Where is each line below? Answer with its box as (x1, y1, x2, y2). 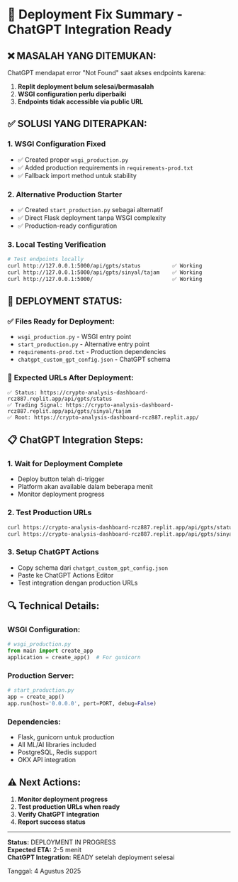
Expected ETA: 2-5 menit (7, 846, 82, 854)
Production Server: (7, 671, 74, 680)
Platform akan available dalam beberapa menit (17, 483, 154, 491)
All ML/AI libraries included (17, 741, 97, 749)
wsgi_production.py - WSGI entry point (17, 333, 132, 341)
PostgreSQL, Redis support (17, 748, 97, 756)
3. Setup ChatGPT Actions (7, 547, 99, 557)
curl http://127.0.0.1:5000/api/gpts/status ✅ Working (7, 263, 203, 270)
